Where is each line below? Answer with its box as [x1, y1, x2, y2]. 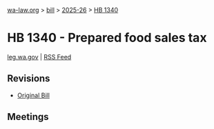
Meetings [7, 111, 50, 123]
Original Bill [17, 91, 50, 99]
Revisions [7, 72, 50, 85]
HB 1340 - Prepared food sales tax [7, 30, 207, 46]
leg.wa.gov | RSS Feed [7, 52, 72, 61]
